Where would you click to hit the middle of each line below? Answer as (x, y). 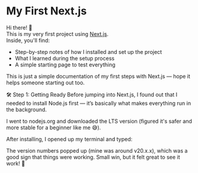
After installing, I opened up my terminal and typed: (69, 139)
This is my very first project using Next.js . (57, 34)
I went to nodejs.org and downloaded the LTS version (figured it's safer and (99, 121)
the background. (27, 110)
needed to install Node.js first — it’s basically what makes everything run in (99, 103)
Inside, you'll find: (28, 40)
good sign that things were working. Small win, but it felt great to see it (93, 157)
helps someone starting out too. (45, 83)
